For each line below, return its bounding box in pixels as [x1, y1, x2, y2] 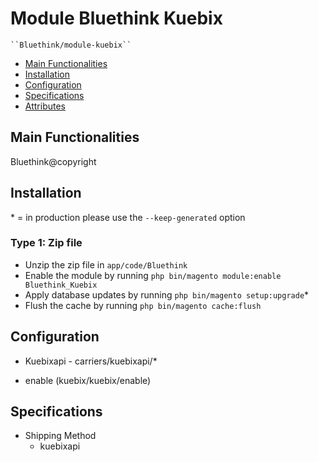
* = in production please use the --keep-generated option [10, 211, 246, 223]
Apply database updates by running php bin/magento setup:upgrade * [24, 288, 310, 301]
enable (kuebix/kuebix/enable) [24, 374, 152, 386]
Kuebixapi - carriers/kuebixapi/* [24, 355, 158, 367]
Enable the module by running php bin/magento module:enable [24, 269, 282, 281]
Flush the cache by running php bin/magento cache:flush [24, 299, 262, 311]
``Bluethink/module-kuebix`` [10, 40, 132, 50]
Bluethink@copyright [10, 155, 97, 167]
